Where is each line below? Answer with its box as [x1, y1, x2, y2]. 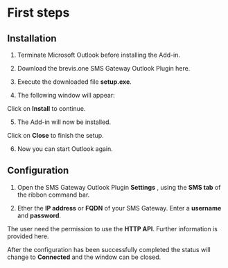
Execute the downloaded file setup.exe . [17, 78, 132, 86]
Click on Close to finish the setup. [7, 132, 104, 139]
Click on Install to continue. [7, 105, 86, 112]
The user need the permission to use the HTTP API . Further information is [7, 224, 218, 233]
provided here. [7, 232, 49, 240]
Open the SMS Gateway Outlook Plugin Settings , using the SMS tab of [17, 183, 221, 191]
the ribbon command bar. [17, 190, 90, 199]
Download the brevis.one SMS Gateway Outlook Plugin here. [17, 64, 191, 72]
